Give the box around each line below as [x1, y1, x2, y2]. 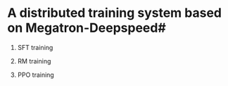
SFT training [17, 43, 53, 51]
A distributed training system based [7, 5, 222, 21]
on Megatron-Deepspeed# [7, 20, 167, 36]
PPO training [17, 70, 54, 79]
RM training [17, 56, 51, 65]
